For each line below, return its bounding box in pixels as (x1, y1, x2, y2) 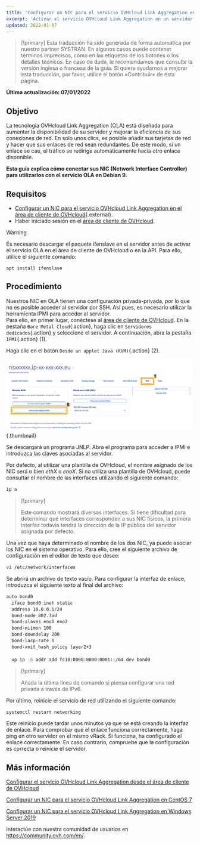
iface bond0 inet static (11, 600, 73, 606)
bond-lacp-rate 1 (11, 638, 55, 644)
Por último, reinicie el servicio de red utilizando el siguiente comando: (6, 697, 177, 704)
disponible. (6, 154, 34, 161)
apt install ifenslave (6, 265, 62, 271)
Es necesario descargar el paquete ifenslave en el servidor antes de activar (6, 240, 191, 247)
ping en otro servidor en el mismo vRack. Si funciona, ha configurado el (6, 732, 182, 739)
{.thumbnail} (6, 432, 37, 439)
